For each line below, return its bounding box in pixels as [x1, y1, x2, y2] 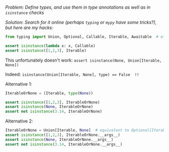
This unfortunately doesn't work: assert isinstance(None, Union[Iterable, [5, 57, 162, 63]
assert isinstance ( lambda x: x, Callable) [5, 43, 96, 48]
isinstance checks [5, 10, 44, 16]
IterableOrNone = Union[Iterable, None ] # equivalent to [5, 128, 129, 133]
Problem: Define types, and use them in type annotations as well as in [5, 5, 151, 10]
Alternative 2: [5, 118, 33, 124]
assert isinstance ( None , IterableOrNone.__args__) [5, 137, 114, 142]
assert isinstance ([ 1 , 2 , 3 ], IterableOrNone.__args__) [5, 132, 121, 137]
